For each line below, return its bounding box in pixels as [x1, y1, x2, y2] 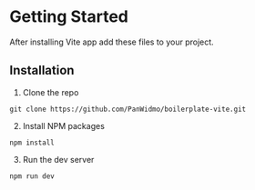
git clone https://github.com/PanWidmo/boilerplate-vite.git [9, 105, 247, 114]
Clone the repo [22, 86, 79, 97]
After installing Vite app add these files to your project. [9, 36, 214, 47]
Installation [9, 63, 75, 78]
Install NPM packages [22, 120, 105, 131]
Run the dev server [22, 154, 95, 165]
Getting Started [9, 6, 129, 27]
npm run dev [9, 171, 55, 181]
